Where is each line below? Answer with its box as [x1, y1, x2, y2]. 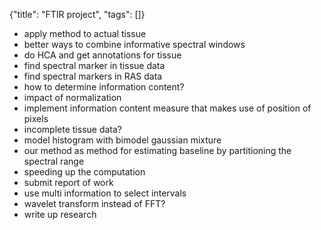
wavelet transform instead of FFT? [23, 198, 166, 209]
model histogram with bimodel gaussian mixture [23, 134, 222, 146]
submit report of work [23, 177, 114, 188]
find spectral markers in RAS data [23, 70, 163, 82]
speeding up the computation [23, 166, 146, 178]
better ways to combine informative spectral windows [23, 39, 246, 50]
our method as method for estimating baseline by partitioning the [23, 145, 292, 156]
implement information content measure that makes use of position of [23, 102, 312, 114]
